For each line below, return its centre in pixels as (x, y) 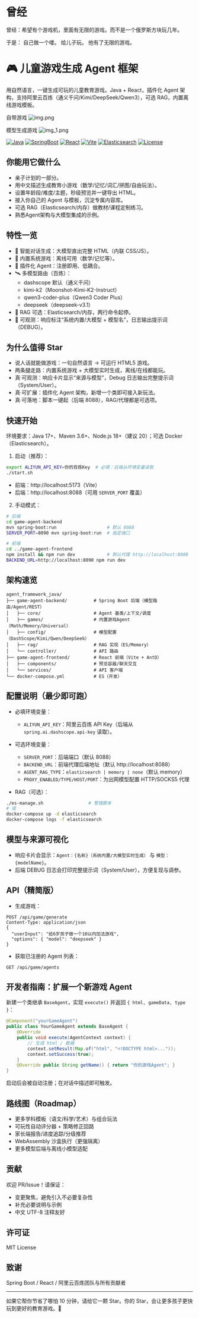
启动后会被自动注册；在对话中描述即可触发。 (61, 1083)
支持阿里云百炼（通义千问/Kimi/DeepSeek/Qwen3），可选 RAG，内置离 (102, 97)
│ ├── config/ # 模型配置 (62, 632)
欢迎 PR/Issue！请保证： (36, 1184)
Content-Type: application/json (46, 922)
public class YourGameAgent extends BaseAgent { (67, 1027)
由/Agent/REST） (25, 607)
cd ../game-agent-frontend (39, 549)
